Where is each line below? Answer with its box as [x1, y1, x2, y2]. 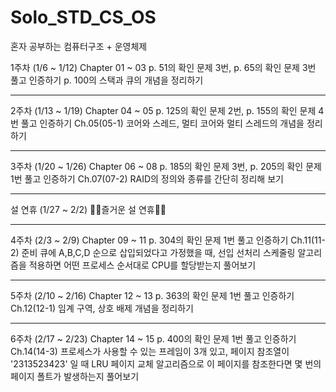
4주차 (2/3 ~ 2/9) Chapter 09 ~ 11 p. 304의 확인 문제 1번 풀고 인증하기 [10, 234, 289, 246]
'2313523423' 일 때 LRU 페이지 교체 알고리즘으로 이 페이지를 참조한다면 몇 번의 [10, 357, 322, 370]
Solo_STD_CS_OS [10, 6, 157, 29]
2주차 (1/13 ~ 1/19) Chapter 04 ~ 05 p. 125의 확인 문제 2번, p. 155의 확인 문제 [10, 104, 317, 116]
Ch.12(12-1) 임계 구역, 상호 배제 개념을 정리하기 [10, 302, 194, 314]
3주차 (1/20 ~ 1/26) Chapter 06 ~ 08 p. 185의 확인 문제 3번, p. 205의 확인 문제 [10, 160, 322, 172]
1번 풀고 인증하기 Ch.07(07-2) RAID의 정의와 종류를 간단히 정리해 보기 [10, 172, 284, 185]
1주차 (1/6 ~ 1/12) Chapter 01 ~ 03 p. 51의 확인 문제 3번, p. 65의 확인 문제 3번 [10, 61, 317, 73]
